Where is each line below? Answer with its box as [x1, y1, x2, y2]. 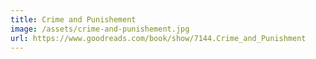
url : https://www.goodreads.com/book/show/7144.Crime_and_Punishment [10, 33, 307, 43]
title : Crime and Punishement [10, 14, 137, 25]
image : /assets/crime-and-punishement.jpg [10, 24, 190, 34]
